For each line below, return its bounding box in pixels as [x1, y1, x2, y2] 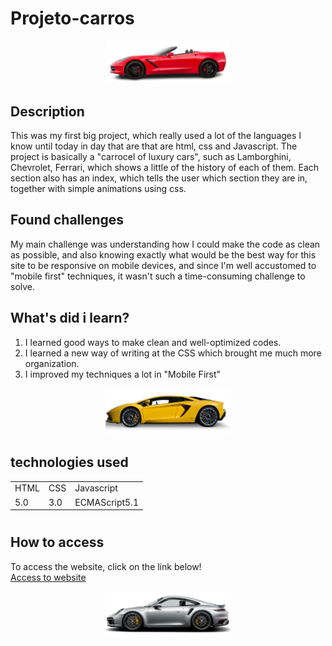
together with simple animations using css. [10, 183, 187, 195]
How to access [10, 534, 105, 551]
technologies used [10, 454, 129, 471]
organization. [24, 357, 80, 369]
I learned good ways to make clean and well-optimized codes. [24, 336, 282, 348]
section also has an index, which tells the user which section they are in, [10, 172, 308, 184]
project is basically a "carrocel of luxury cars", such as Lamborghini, [10, 151, 292, 163]
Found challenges [10, 212, 125, 229]
